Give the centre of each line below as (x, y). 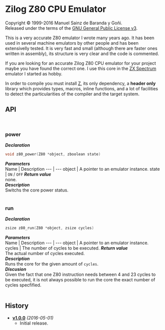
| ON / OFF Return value (28, 174)
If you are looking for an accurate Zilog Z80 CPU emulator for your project (81, 63)
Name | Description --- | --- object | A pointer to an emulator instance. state (82, 169)
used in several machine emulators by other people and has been (72, 43)
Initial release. (34, 323)
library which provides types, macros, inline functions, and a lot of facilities (82, 88)
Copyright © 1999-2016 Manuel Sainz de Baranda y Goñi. (64, 23)
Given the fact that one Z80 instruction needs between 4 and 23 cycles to (81, 274)
